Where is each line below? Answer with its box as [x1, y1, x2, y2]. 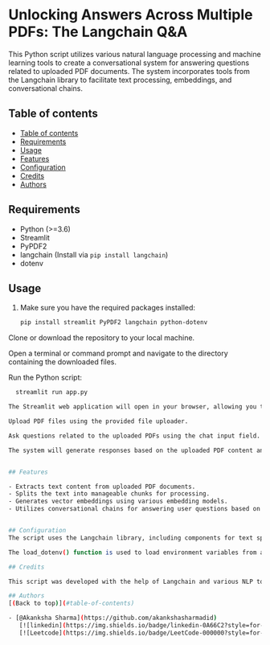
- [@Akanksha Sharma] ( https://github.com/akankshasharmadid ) [8, 614, 218, 622]
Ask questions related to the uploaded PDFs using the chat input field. [8, 432, 261, 440]
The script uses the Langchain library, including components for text [8, 533, 253, 542]
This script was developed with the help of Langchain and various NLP [8, 577, 253, 585]
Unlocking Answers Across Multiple [8, 6, 253, 24]
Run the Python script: [8, 372, 83, 383]
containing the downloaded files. [8, 357, 117, 367]
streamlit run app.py [15, 388, 88, 396]
